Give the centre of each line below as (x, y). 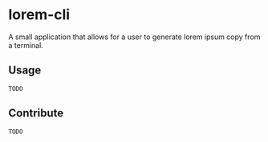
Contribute (36, 113)
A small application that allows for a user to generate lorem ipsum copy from (134, 37)
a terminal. (26, 45)
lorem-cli (39, 15)
